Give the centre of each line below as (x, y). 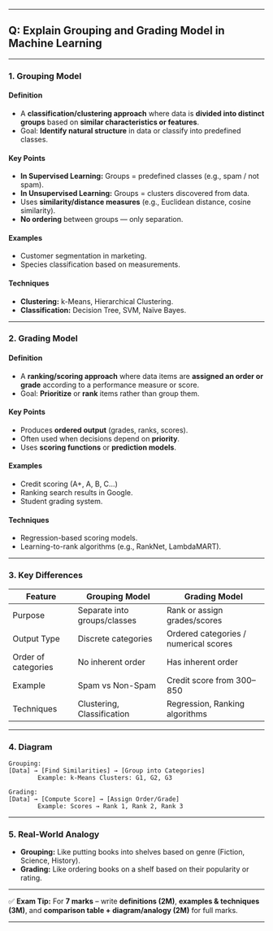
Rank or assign (195, 610)
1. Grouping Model (45, 76)
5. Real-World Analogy (54, 834)
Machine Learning (56, 44)
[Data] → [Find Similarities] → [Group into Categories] (107, 770)
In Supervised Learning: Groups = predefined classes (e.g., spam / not (140, 176)
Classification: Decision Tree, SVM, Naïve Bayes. (103, 310)
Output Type (37, 638)
